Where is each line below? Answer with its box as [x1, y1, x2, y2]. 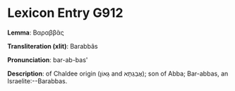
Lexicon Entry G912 [7, 5, 123, 21]
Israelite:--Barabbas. [7, 76, 68, 85]
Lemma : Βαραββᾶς [7, 28, 65, 37]
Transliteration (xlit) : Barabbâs [7, 42, 98, 50]
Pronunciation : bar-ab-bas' [7, 55, 88, 64]
